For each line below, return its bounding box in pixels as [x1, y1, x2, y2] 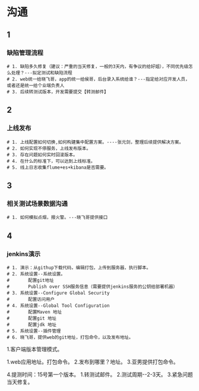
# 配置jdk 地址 [7, 321, 57, 328]
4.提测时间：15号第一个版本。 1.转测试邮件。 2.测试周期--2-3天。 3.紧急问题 [7, 371, 193, 378]
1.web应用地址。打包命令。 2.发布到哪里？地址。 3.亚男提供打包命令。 [7, 358, 179, 365]
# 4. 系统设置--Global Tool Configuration [7, 302, 110, 309]
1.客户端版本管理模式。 [7, 345, 63, 352]
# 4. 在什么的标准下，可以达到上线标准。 [7, 158, 96, 164]
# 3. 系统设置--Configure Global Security [7, 290, 110, 296]
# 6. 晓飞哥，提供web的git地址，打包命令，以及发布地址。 [7, 334, 134, 340]
